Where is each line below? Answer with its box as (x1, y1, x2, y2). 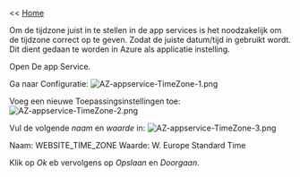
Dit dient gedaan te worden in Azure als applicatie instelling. (9, 44, 230, 55)
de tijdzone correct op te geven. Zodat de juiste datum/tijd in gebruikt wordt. (9, 35, 291, 45)
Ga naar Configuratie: (9, 79, 90, 88)
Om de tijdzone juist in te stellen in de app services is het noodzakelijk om (9, 25, 282, 35)
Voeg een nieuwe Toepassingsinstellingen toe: (9, 96, 181, 106)
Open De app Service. (9, 62, 91, 72)
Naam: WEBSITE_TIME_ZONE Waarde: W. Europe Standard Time (9, 140, 246, 150)
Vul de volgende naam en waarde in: (9, 122, 146, 133)
